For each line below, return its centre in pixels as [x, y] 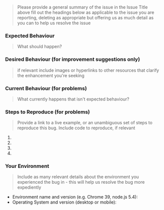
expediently [29, 187]
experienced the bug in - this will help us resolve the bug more [81, 182]
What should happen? [40, 47]
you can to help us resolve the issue [54, 23]
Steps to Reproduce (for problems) [48, 112]
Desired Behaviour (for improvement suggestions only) [73, 59]
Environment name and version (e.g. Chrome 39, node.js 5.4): [75, 197]
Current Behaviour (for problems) [46, 88]
